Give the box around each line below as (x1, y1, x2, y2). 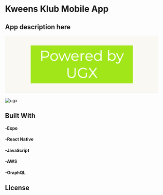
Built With (5, 111, 36, 120)
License (5, 184, 30, 192)
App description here (5, 23, 71, 31)
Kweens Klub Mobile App (5, 3, 109, 15)
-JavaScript (5, 147, 30, 153)
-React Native (5, 136, 34, 142)
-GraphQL (5, 169, 26, 176)
